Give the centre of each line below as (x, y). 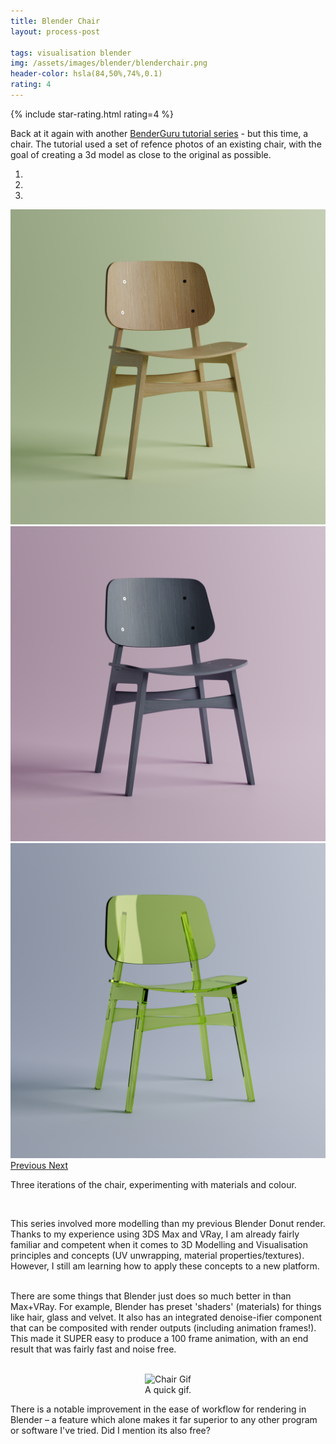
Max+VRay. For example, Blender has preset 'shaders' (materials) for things (166, 1306)
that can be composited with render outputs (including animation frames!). (163, 1327)
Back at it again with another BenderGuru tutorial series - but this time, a (159, 133)
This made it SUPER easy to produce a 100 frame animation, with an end (159, 1338)
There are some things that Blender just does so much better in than (151, 1296)
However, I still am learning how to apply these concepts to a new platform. (165, 1266)
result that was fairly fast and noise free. (93, 1349)
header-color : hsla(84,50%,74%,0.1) (86, 74)
